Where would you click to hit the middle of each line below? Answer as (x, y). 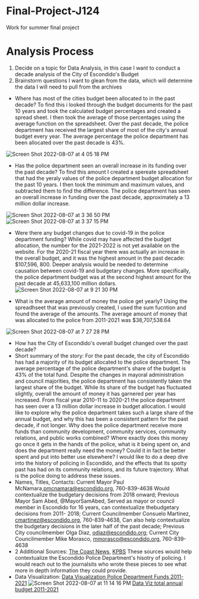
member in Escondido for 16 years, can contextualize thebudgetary (97, 507)
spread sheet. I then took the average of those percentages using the (99, 117)
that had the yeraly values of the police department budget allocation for (104, 178)
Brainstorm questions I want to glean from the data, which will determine (104, 80)
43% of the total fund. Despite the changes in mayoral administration (99, 374)
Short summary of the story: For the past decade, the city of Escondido (102, 355)
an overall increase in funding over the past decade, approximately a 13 (102, 197)
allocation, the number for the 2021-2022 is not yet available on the (97, 245)
